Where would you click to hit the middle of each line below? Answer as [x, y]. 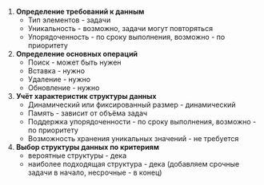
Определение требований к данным [80, 12]
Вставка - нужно [56, 71]
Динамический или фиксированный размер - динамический [132, 104]
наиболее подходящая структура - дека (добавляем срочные [134, 164]
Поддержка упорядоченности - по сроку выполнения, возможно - [142, 122]
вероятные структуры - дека [77, 155]
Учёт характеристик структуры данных [86, 96]
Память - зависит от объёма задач [88, 113]
